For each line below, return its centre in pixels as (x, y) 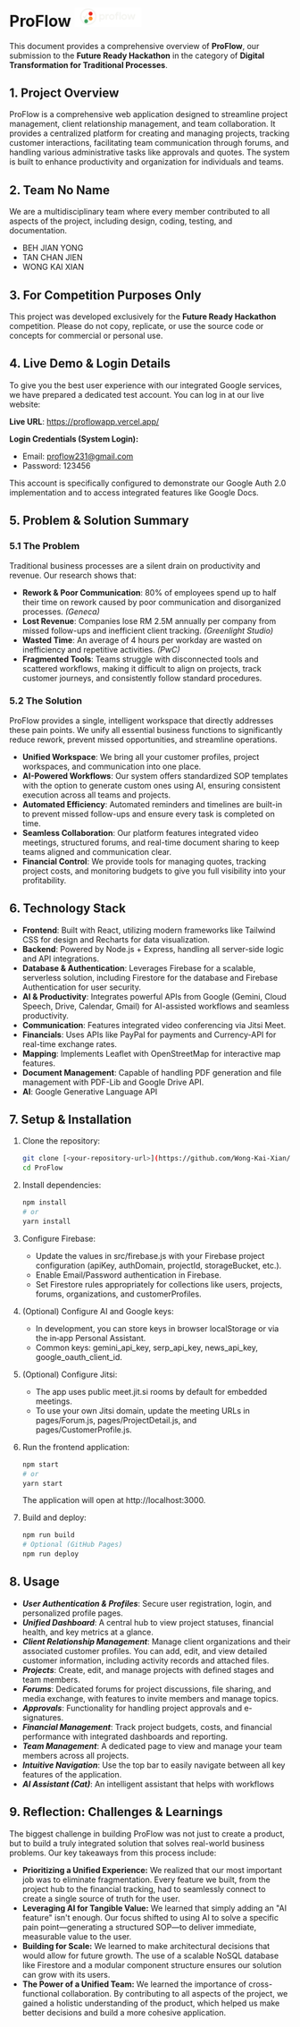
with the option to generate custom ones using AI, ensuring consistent (151, 785)
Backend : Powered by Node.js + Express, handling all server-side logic (153, 949)
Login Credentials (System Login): (74, 439)
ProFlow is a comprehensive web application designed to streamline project (149, 114)
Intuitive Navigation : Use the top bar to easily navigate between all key (154, 1765)
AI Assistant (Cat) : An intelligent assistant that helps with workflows (148, 1784)
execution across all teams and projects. (96, 795)
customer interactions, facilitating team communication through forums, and (149, 143)
